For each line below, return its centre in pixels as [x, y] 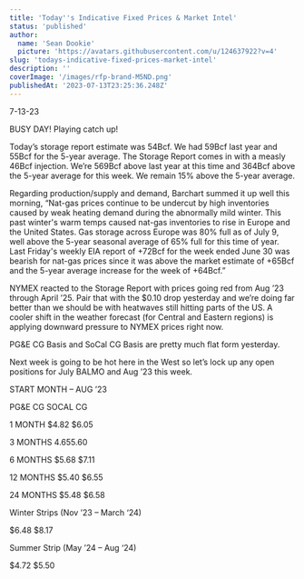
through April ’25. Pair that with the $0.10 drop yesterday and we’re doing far [152, 297]
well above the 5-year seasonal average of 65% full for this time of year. [144, 241]
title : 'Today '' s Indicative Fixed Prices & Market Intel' [123, 18]
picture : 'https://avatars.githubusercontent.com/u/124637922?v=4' [148, 52]
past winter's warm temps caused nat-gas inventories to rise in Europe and [150, 222]
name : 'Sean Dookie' [56, 43]
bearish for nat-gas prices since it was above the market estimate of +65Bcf [152, 261]
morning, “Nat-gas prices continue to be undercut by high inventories [139, 203]
